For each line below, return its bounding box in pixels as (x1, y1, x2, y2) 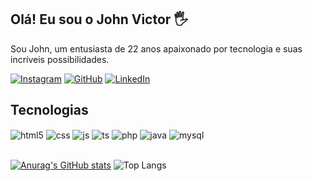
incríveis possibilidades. (10, 53, 110, 65)
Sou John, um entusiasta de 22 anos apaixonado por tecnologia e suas (10, 42, 303, 55)
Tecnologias (10, 102, 89, 119)
